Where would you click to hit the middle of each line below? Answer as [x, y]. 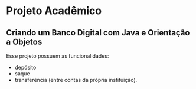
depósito [25, 67]
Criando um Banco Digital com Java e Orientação [98, 33]
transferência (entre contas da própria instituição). [76, 80]
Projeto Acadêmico [54, 11]
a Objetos [24, 42]
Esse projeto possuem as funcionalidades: [58, 56]
